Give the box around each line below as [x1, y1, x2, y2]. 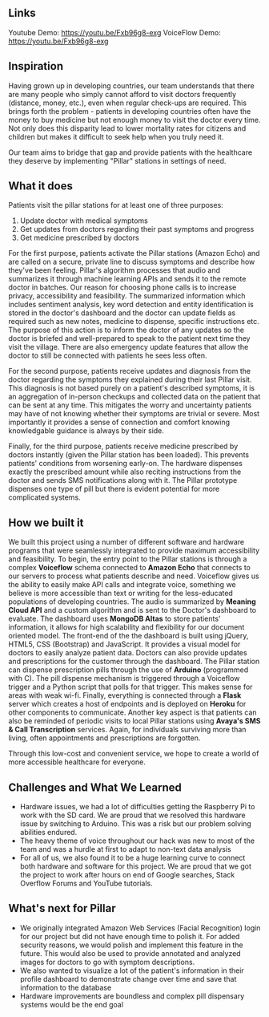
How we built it [8, 516, 84, 529]
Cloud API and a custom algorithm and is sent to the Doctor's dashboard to [8, 606, 257, 615]
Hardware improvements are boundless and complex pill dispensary [19, 991, 245, 1001]
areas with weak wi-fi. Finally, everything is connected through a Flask [8, 691, 242, 700]
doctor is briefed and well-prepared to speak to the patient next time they [8, 334, 251, 343]
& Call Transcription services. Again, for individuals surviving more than [8, 725, 247, 735]
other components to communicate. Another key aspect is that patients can [8, 707, 258, 717]
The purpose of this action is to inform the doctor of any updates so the [8, 325, 244, 335]
